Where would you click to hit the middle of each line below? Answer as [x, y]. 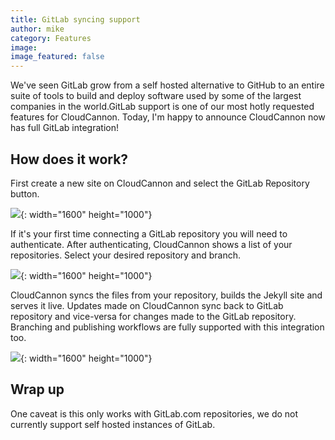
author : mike [37, 29]
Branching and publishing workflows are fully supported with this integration [167, 327]
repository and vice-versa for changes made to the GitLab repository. [153, 316]
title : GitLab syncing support [75, 19]
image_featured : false [57, 57]
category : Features [51, 38]
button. [25, 193]
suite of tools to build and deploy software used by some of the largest [156, 96]
